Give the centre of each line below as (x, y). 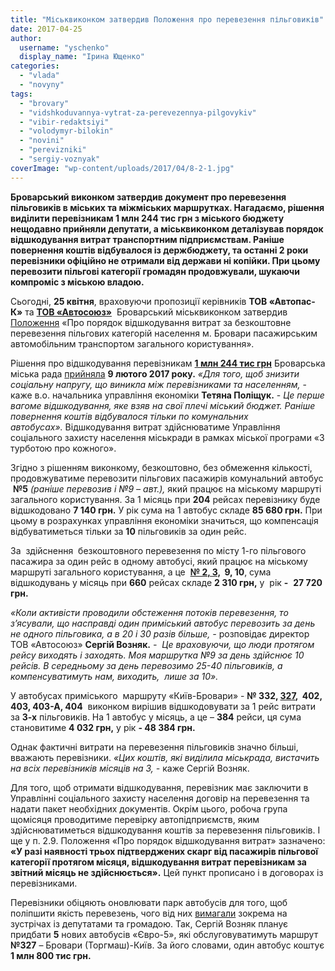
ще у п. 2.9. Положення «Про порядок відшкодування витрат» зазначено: (168, 840)
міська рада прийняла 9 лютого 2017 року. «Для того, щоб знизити (155, 373)
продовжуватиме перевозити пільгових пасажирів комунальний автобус (167, 478)
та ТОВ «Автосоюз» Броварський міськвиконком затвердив (156, 312)
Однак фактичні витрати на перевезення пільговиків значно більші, (154, 747)
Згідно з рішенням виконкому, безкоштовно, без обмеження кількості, (161, 467)
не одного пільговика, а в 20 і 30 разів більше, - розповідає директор (160, 633)
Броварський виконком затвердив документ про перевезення (148, 197)
